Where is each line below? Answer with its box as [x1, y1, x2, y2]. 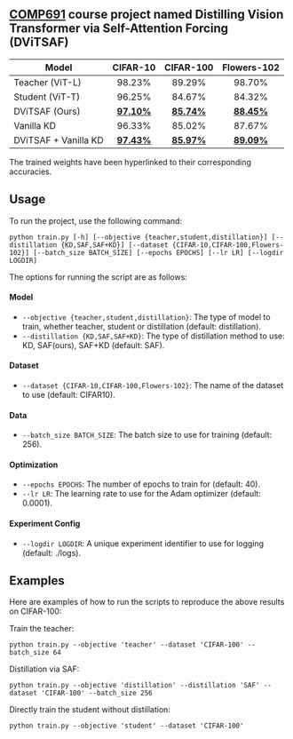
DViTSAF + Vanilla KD [13, 133, 104, 146]
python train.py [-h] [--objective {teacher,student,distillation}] [9, 233, 268, 242]
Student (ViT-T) [13, 91, 81, 103]
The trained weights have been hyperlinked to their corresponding [9, 156, 251, 167]
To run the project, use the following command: [9, 215, 183, 226]
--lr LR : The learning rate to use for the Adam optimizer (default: [21, 489, 262, 499]
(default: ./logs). [21, 547, 82, 558]
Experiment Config [9, 519, 81, 529]
